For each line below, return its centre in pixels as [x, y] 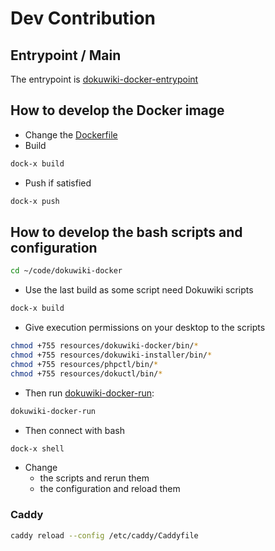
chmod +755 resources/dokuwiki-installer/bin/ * [111, 355]
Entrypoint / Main [66, 55]
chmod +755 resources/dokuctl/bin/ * [86, 373]
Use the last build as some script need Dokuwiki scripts [139, 290]
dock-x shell [37, 448]
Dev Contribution [83, 18]
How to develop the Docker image [117, 110]
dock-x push [35, 201]
